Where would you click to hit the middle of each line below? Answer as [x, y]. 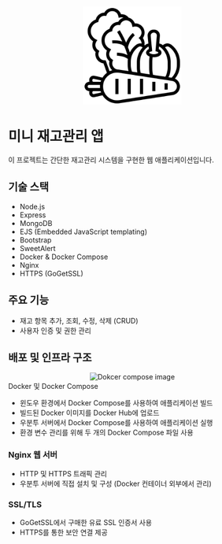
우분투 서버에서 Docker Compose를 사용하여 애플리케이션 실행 [116, 423]
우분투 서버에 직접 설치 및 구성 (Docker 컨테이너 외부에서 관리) [115, 483]
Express [33, 215]
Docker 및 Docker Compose [53, 387]
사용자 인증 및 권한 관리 [55, 330]
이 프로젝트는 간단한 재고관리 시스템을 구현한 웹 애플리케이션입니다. [111, 160]
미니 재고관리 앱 [56, 137]
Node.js [32, 206]
